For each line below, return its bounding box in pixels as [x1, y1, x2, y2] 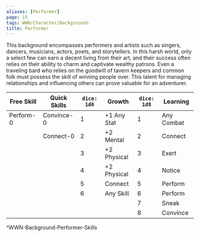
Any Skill [105, 189, 129, 198]
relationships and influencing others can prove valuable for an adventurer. [6, 80, 187, 87]
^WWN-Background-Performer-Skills [6, 224, 98, 231]
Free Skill [10, 98, 37, 106]
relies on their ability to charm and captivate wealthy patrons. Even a [6, 61, 174, 68]
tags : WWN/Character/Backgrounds [6, 20, 89, 26]
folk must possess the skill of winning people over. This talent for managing [6, 73, 192, 80]
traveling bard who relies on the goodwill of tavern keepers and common [6, 67, 185, 74]
